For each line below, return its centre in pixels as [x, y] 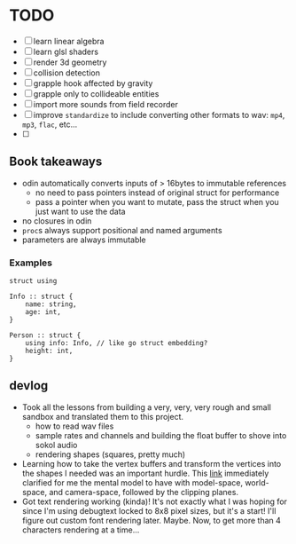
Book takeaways [56, 162]
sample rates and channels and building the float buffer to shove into [161, 435]
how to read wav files [74, 426]
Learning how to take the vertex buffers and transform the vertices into [152, 463]
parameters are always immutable [84, 240]
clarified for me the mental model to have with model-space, [132, 482]
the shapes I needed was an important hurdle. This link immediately [145, 473]
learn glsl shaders [66, 51]
